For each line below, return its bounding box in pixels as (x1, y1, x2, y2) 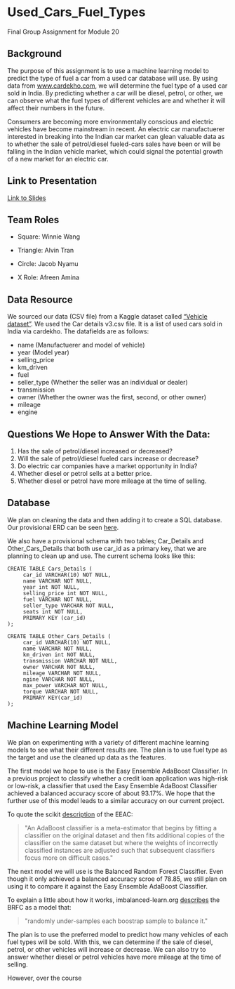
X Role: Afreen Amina (17, 273, 79, 281)
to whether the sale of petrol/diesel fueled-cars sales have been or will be (7, 140, 221, 148)
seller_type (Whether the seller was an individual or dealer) (17, 378, 188, 387)
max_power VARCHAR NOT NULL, (22, 682, 109, 689)
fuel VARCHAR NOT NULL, (22, 596, 93, 603)
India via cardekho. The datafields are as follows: (7, 327, 149, 336)
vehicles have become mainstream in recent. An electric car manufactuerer (7, 124, 225, 133)
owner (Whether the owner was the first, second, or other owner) (17, 393, 207, 401)
